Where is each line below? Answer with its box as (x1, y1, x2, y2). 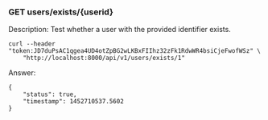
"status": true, (23, 90, 78, 98)
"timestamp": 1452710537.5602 (23, 98, 125, 106)
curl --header (8, 40, 56, 48)
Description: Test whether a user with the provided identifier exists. (8, 25, 231, 34)
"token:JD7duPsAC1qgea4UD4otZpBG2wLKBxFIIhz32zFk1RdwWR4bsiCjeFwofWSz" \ (8, 47, 262, 55)
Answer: (8, 68, 36, 78)
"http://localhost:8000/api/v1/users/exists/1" (23, 54, 185, 62)
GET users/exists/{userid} (8, 6, 114, 18)
